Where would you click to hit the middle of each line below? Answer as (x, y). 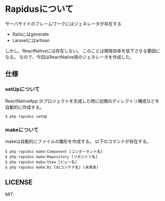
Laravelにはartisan (31, 40)
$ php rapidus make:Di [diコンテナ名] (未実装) (52, 167)
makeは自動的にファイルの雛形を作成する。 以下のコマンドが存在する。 (78, 141)
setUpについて (23, 89)
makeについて (22, 130)
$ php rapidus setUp (26, 116)
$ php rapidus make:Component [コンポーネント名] (54, 151)
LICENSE (19, 183)
